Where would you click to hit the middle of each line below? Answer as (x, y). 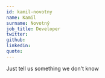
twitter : (17, 34)
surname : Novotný (28, 23)
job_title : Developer (33, 29)
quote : (14, 51)
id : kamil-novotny (29, 12)
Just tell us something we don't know (53, 68)
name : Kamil (21, 18)
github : (16, 40)
